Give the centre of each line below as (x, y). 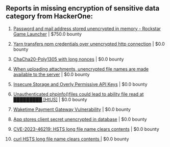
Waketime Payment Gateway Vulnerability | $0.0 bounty (72, 109)
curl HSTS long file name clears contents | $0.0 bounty (71, 139)
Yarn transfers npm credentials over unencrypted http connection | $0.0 (89, 44)
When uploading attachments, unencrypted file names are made (81, 69)
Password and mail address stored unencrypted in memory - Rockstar (87, 28)
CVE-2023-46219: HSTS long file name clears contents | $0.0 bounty (86, 129)
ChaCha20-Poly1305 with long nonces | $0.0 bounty (68, 59)
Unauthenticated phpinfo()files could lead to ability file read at (78, 94)
